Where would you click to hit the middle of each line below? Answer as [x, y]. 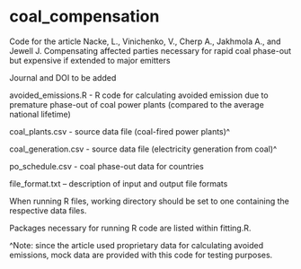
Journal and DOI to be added [63, 77]
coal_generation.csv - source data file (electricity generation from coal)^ [143, 149]
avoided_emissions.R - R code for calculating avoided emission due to [139, 95]
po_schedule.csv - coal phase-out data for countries [106, 166]
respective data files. [48, 210]
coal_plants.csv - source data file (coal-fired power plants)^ [120, 131]
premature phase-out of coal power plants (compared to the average [137, 104]
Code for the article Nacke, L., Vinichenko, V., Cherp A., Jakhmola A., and [145, 41]
